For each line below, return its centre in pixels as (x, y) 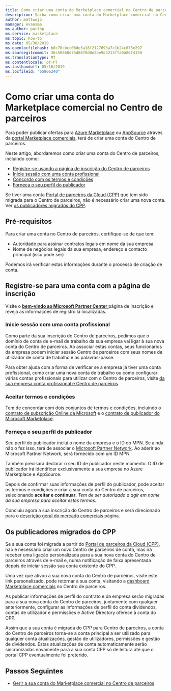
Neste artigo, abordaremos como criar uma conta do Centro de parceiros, (82, 153)
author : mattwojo (24, 19)
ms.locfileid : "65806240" (33, 72)
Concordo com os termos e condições (53, 179)
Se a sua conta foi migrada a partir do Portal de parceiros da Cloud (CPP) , (83, 544)
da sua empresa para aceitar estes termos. (51, 500)
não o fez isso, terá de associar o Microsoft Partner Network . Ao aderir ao (83, 448)
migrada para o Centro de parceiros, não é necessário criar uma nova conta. (85, 200)
